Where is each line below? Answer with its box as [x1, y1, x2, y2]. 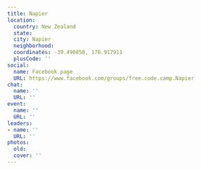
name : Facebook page [13, 68, 73, 75]
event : [7, 101, 26, 108]
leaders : [7, 119, 33, 127]
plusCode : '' [13, 56, 51, 62]
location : [7, 17, 36, 24]
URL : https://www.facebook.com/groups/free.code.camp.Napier [13, 74, 195, 82]
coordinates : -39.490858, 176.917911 [13, 49, 123, 56]
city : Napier [13, 36, 51, 43]
